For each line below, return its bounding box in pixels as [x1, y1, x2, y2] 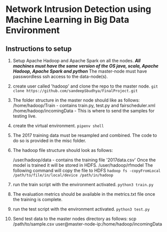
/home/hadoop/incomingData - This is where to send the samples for [12, 108, 155, 114]
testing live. [12, 113, 37, 119]
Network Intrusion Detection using [5, 3, 151, 15]
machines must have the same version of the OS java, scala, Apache [12, 63, 159, 69]
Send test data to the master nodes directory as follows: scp [12, 216, 137, 222]
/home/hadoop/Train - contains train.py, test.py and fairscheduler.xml [12, 103, 156, 108]
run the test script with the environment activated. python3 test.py [12, 206, 150, 212]
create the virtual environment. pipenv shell [12, 123, 104, 128]
